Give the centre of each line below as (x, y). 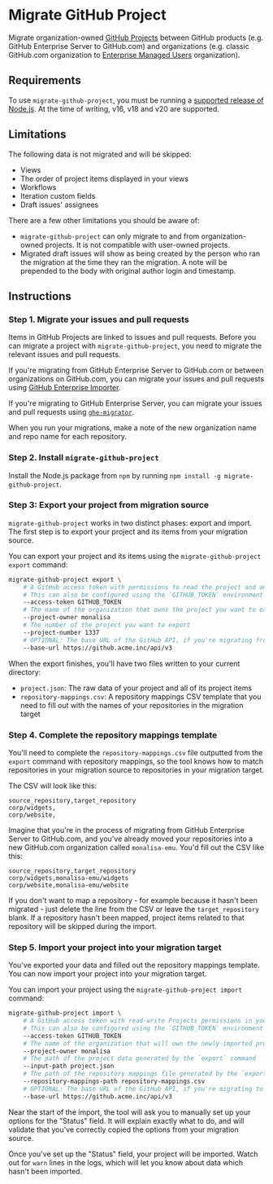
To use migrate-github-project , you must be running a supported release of (136, 100)
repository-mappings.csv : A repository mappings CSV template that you (141, 696)
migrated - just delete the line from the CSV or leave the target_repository (134, 909)
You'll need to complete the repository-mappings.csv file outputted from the (136, 752)
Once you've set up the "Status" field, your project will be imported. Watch (133, 1154)
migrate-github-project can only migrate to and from (110, 236)
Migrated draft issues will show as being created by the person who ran (140, 253)
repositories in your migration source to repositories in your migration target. (136, 770)
